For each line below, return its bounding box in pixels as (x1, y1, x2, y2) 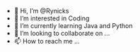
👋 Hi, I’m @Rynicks (13, 7, 69, 15)
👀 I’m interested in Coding (13, 14, 90, 22)
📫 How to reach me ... (13, 37, 80, 45)
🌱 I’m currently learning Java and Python (13, 22, 133, 30)
